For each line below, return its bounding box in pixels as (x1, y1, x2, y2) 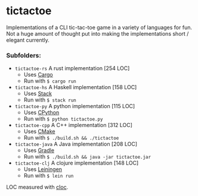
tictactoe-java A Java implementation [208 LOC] (14, 141, 138, 148)
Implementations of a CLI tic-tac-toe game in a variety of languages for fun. (6, 24, 193, 31)
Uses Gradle (23, 147, 55, 154)
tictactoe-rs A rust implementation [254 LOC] (14, 65, 130, 72)
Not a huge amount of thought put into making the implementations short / (6, 30, 189, 37)
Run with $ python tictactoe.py (23, 115, 103, 122)
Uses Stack (23, 90, 52, 97)
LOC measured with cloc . (6, 184, 69, 191)
